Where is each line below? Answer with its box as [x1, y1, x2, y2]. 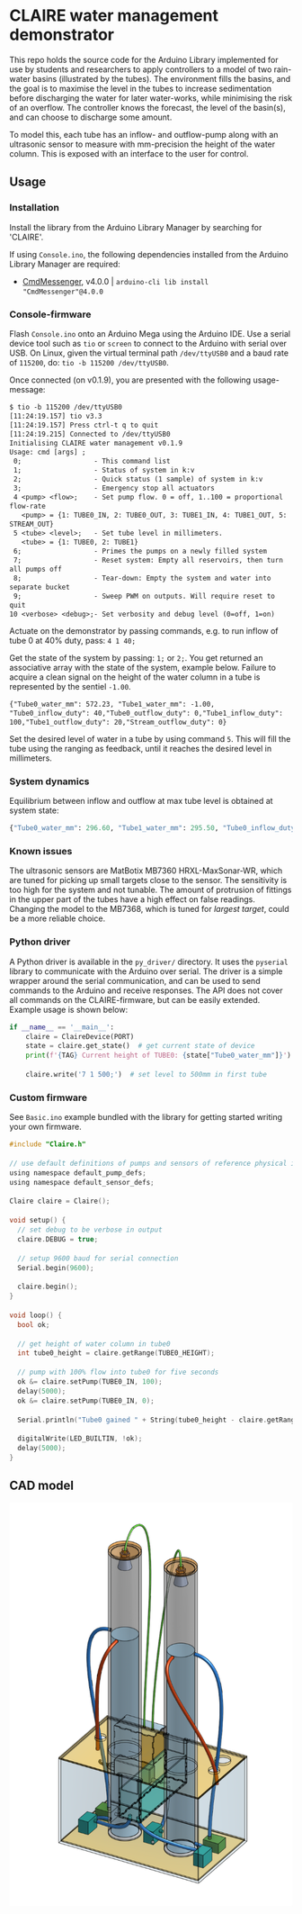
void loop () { [9, 1311, 63, 1320]
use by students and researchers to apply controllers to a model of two [9, 64, 272, 75]
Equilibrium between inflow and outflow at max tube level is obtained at [9, 796, 273, 807]
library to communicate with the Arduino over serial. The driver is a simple [9, 965, 283, 977]
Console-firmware [9, 308, 92, 321]
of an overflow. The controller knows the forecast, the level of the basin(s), [9, 102, 286, 113]
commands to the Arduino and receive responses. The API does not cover [9, 985, 283, 996]
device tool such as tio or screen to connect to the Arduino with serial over [9, 338, 288, 348]
